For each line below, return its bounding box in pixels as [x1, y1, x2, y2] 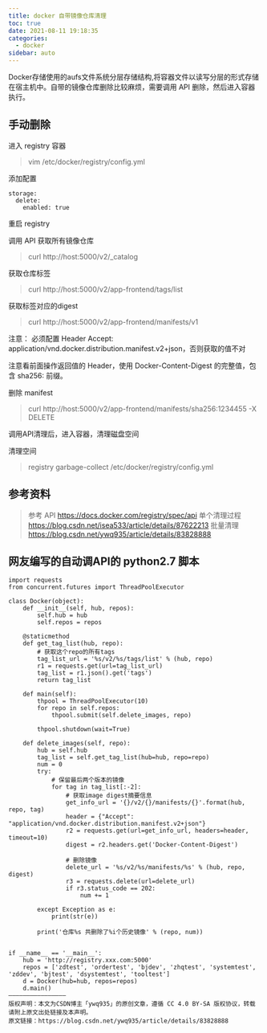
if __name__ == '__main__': [8, 949, 103, 957]
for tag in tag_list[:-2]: [51, 783, 142, 791]
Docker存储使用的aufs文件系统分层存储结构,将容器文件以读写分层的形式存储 [8, 72, 259, 81]
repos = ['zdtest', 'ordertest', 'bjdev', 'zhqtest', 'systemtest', [22, 963, 257, 972]
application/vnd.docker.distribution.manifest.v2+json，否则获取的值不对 [8, 343, 246, 353]
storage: [8, 190, 38, 198]
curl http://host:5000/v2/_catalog [27, 251, 139, 261]
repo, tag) [8, 806, 45, 814]
